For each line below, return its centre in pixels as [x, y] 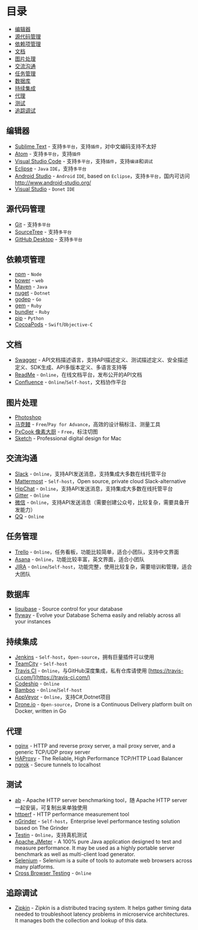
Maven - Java [31, 287]
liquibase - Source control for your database [69, 609]
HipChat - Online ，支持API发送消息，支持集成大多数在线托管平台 [94, 488]
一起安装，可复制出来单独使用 [51, 807]
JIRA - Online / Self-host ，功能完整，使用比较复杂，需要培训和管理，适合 [103, 567]
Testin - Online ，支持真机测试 [51, 835]
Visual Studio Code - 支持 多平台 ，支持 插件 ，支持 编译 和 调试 [84, 161]
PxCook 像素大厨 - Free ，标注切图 [56, 432]
